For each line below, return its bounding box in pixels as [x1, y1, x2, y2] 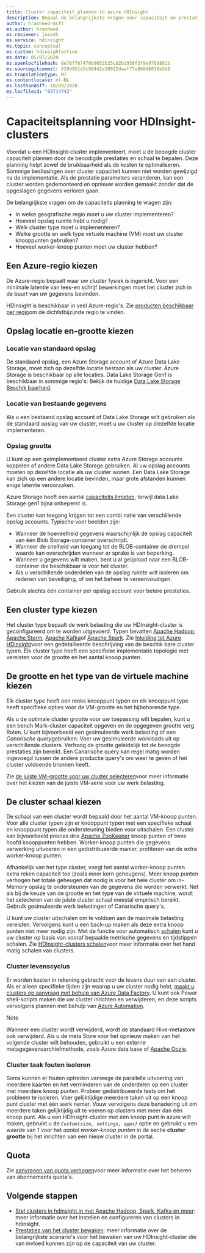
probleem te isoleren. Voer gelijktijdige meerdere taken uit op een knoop [6, 1094, 188, 1101]
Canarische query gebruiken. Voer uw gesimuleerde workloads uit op [6, 734, 180, 742]
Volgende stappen [6, 1191, 78, 1201]
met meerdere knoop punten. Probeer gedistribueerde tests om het [6, 1087, 175, 1094]
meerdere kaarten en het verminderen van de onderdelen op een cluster [6, 1081, 188, 1088]
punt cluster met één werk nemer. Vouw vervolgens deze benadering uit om [6, 1100, 197, 1108]
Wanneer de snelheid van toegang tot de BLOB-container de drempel [15, 542, 190, 550]
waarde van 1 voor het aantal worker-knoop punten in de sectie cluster [6, 1126, 186, 1133]
